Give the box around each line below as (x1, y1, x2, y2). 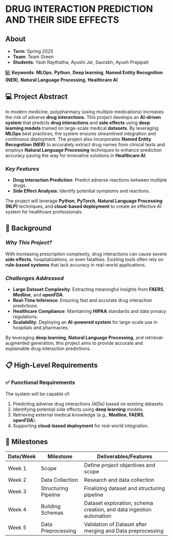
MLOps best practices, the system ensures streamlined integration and (5, 130, 156, 136)
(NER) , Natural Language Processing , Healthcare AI (5, 77, 118, 83)
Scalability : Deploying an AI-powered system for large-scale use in (12, 319, 158, 325)
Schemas (41, 509, 64, 516)
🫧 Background (5, 223, 51, 232)
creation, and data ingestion (84, 505, 152, 513)
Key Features (5, 165, 40, 172)
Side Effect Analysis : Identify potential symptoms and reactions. (12, 188, 150, 194)
